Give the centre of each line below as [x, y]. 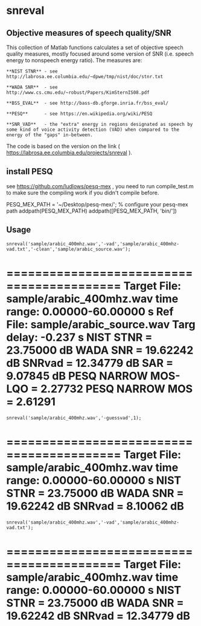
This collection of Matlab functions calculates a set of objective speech [95, 47]
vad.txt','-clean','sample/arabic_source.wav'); [69, 249]
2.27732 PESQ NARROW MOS [116, 389]
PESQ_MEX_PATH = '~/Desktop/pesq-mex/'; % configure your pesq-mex [97, 204]
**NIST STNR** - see [32, 71]
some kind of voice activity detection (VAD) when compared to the [93, 130]
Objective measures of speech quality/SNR [89, 33]
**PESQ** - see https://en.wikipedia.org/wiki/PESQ [79, 114]
